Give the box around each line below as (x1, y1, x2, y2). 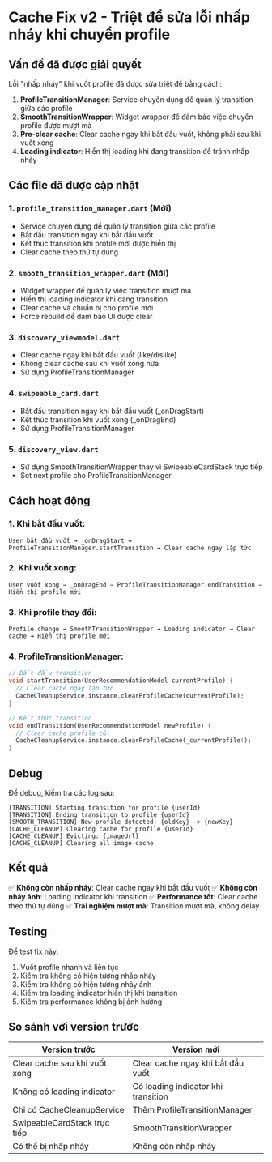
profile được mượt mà (19, 121, 92, 130)
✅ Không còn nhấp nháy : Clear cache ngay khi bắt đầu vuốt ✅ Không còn (8, 882, 257, 892)
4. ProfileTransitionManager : (8, 651, 124, 662)
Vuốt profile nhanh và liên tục (19, 962, 119, 972)
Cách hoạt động (8, 494, 91, 508)
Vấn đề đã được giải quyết (8, 58, 142, 71)
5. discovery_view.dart (8, 443, 99, 455)
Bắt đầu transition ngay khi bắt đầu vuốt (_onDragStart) (19, 406, 205, 416)
